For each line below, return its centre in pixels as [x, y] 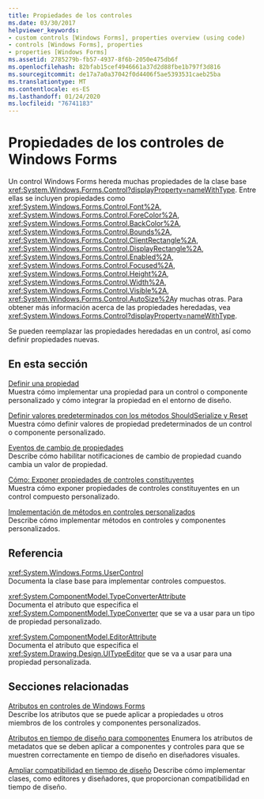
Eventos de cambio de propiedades [66, 447]
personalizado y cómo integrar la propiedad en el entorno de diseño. [120, 400]
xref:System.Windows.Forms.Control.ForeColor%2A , [94, 215]
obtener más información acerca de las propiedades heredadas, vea [119, 307]
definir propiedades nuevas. [54, 340]
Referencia [36, 554]
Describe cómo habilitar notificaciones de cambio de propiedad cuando [125, 456]
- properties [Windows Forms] [58, 52]
